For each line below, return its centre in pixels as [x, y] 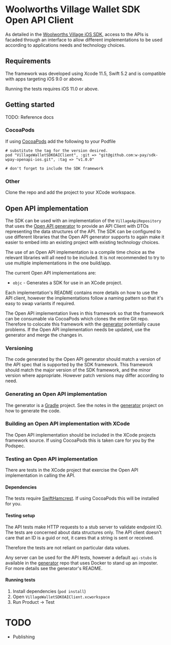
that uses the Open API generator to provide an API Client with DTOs [77, 226]
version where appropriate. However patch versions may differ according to [85, 375]
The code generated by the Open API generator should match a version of [83, 359]
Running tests [20, 580]
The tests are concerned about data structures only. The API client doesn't [83, 532]
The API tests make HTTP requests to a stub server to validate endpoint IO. [84, 527]
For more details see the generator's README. [54, 568]
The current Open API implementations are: [51, 273]
